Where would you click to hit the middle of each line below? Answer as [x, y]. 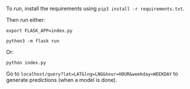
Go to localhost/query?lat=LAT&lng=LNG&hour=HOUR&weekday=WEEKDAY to [92, 74]
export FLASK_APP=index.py [39, 31]
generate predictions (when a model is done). [62, 80]
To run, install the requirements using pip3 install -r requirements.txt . [95, 9]
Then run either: [26, 20]
